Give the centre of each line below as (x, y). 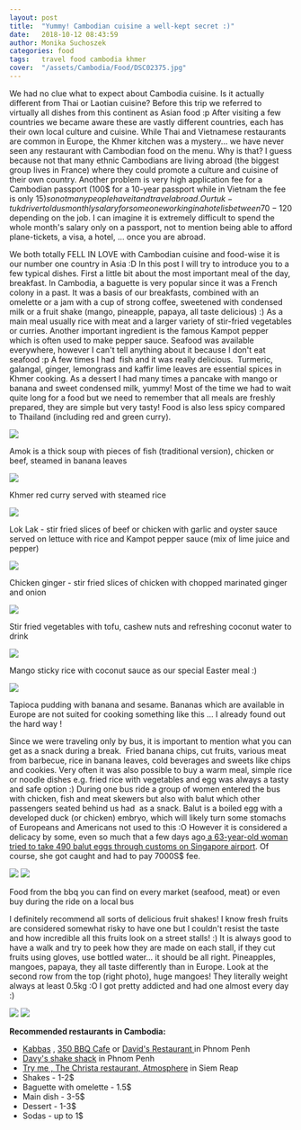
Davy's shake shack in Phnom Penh (89, 1058)
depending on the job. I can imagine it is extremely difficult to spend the (142, 218)
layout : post (34, 18)
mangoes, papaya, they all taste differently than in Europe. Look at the (139, 966)
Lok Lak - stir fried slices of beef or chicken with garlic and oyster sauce (143, 529)
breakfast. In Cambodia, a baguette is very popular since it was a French (143, 282)
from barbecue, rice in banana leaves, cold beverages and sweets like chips (150, 760)
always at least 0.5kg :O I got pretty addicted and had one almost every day (149, 985)
